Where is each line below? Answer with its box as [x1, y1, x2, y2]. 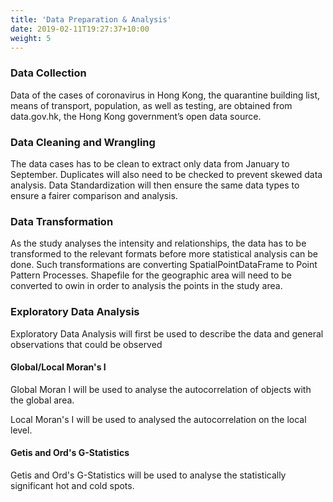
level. [10, 424, 33, 436]
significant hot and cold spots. [10, 479, 135, 491]
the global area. [10, 394, 75, 406]
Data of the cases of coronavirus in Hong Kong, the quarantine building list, [10, 89, 321, 101]
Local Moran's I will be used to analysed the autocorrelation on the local [10, 413, 307, 425]
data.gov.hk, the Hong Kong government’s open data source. [10, 110, 262, 122]
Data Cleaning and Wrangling [10, 135, 156, 149]
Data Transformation [10, 214, 114, 228]
